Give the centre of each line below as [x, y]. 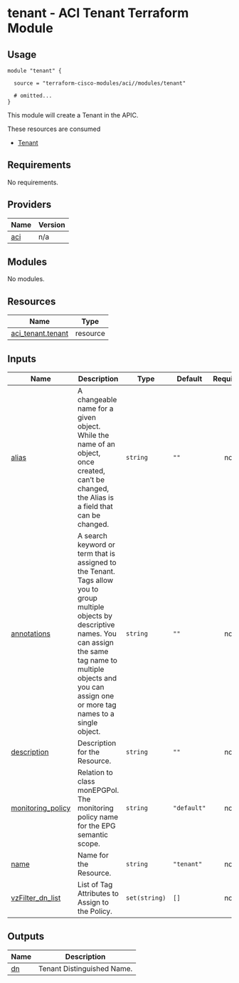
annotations [31, 634]
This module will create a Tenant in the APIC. [73, 115]
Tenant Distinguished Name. [85, 968]
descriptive [96, 625]
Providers [30, 205]
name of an [96, 444]
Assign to [93, 903]
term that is [96, 554]
